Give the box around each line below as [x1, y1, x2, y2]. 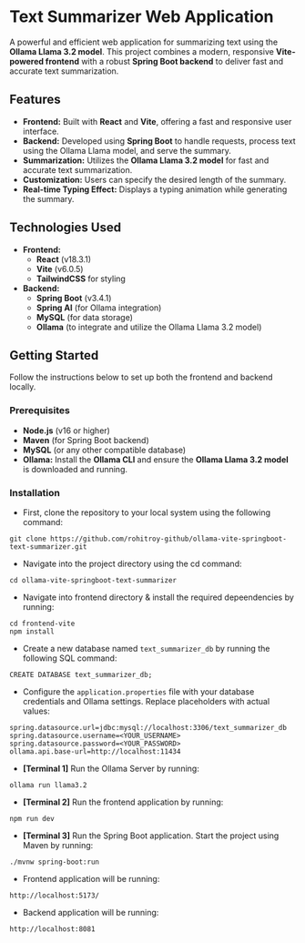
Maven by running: [22, 839, 94, 850]
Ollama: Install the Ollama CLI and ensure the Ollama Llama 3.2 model [22, 453, 289, 465]
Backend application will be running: [22, 907, 159, 918]
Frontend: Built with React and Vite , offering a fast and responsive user [22, 116, 292, 127]
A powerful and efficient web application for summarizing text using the [9, 36, 279, 47]
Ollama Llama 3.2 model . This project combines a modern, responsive [9, 46, 275, 56]
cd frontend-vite [9, 619, 76, 628]
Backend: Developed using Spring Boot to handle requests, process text [22, 135, 296, 147]
